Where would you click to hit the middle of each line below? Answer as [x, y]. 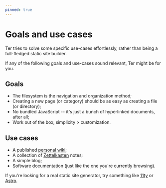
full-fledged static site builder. [36, 53]
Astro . [11, 181]
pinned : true [19, 10]
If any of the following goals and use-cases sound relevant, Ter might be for [83, 63]
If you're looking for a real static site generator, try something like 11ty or [79, 176]
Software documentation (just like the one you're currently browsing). [84, 166]
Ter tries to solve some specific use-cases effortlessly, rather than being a [82, 48]
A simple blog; [27, 161]
